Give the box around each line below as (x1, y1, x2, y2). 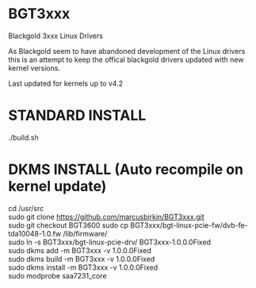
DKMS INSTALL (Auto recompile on (8, 160, 244, 179)
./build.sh (8, 132, 39, 142)
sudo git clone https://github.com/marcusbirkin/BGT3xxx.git (8, 212, 204, 221)
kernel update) (8, 178, 107, 195)
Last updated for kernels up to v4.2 (8, 79, 124, 88)
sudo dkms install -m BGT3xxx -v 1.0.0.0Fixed (8, 263, 159, 272)
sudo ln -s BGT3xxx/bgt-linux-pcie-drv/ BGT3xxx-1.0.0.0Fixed (8, 237, 212, 247)
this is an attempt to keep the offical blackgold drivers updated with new (8, 55, 244, 64)
